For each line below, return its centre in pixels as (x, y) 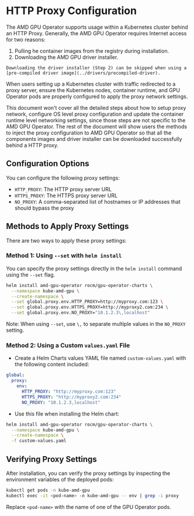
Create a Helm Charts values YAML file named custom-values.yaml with (100, 358)
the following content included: (52, 365)
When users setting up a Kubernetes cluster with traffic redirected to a (91, 84)
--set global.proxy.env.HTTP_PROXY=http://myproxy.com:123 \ (87, 302)
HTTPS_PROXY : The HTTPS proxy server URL (66, 195)
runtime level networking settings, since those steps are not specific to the (96, 120)
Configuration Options (48, 163)
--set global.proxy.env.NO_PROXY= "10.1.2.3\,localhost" (81, 313)
